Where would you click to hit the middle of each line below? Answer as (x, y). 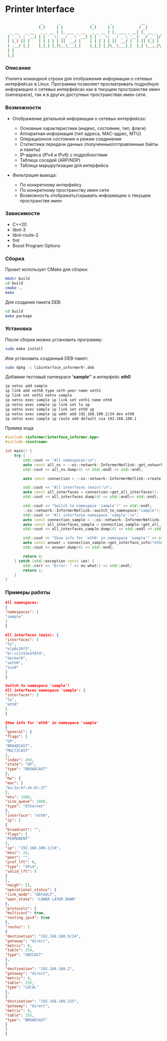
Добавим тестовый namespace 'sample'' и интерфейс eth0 (68, 377)
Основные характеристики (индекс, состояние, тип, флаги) (83, 128)
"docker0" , (16, 658)
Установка (19, 329)
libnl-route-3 (25, 235)
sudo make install (24, 349)
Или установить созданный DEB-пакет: (47, 358)
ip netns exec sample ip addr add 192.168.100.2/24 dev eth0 (70, 414)
